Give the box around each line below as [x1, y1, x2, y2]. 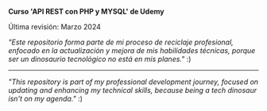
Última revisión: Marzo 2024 [8, 22, 102, 31]
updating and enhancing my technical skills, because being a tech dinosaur [8, 86, 257, 94]
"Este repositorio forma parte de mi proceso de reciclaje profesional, [8, 37, 234, 47]
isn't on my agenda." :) [8, 94, 83, 103]
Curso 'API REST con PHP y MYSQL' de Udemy [8, 7, 164, 16]
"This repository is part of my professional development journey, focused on [8, 77, 259, 86]
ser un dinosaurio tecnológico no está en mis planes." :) [8, 55, 192, 63]
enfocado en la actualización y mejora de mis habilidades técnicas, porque [8, 46, 256, 55]
